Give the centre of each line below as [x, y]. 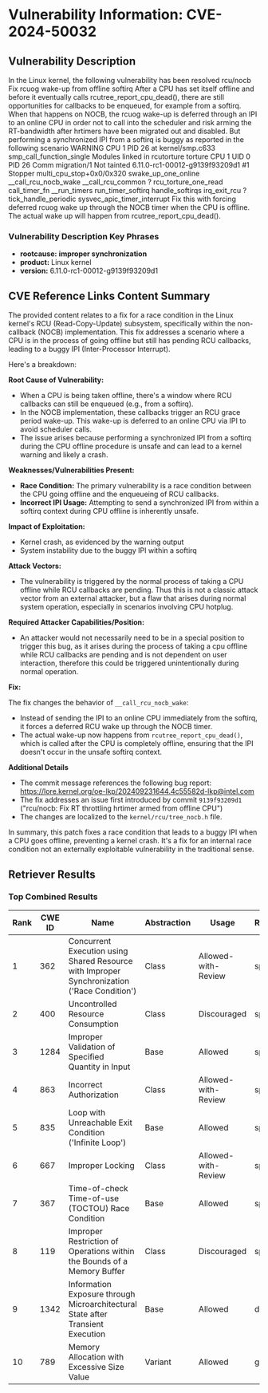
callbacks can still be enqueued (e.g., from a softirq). [106, 404]
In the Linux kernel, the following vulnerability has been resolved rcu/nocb [130, 80]
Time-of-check [99, 1188]
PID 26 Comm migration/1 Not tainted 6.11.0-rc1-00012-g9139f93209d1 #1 [129, 165]
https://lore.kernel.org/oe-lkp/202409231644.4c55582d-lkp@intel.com [137, 791]
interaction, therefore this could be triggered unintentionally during [129, 663]
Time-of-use [94, 1198]
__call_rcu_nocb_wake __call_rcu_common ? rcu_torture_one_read [116, 182]
